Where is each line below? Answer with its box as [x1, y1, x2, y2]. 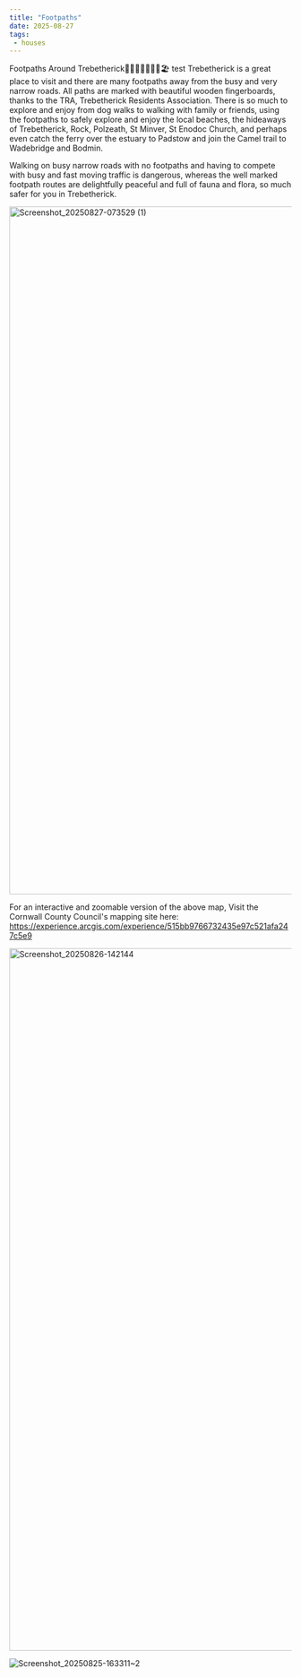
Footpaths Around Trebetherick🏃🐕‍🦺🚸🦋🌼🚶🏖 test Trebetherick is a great [9, 64, 271, 74]
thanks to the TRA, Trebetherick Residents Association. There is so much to [9, 95, 288, 106]
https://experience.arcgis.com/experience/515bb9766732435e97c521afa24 [9, 921, 288, 932]
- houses [13, 38, 47, 48]
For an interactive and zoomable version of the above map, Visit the [9, 902, 259, 912]
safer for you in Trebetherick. [9, 189, 117, 200]
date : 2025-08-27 [9, 22, 74, 30]
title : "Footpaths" [9, 13, 82, 22]
